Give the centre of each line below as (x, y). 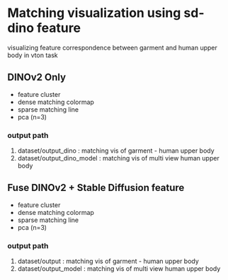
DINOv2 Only (36, 77)
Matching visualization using (94, 13)
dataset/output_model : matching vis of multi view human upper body (119, 269)
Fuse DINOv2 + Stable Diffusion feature (96, 188)
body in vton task (33, 55)
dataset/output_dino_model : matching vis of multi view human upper (118, 158)
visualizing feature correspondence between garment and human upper (113, 47)
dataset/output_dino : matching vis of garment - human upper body (116, 151)
